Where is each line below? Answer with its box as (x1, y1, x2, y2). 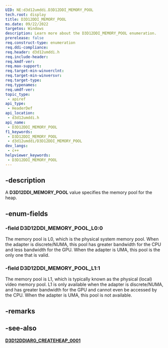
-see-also (5, 324, 37, 333)
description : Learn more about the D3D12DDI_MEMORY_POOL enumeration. (5, 31, 157, 36)
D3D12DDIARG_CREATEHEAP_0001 (5, 337, 81, 343)
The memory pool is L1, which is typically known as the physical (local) (5, 276, 152, 282)
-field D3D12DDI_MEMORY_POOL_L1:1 (5, 265, 100, 272)
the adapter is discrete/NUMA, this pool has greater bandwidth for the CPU (5, 242, 161, 248)
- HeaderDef (7, 106, 33, 111)
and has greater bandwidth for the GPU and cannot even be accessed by (5, 287, 157, 293)
